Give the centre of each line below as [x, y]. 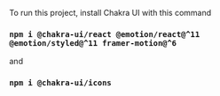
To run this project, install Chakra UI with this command [110, 13]
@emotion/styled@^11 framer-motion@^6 [93, 43]
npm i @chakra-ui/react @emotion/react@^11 [105, 34]
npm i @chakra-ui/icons [61, 83]
